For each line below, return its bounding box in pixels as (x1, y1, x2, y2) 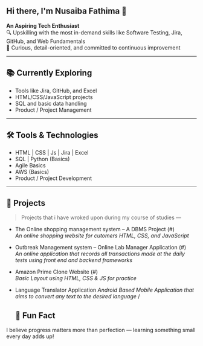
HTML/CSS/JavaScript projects (14, 93, 93, 100)
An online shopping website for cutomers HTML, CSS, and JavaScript (14, 232, 189, 239)
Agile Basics (14, 162, 47, 169)
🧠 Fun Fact (14, 310, 56, 321)
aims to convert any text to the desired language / (14, 293, 140, 300)
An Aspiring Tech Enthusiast (6, 22, 80, 29)
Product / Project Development (14, 175, 92, 182)
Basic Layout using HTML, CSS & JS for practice (14, 275, 137, 282)
